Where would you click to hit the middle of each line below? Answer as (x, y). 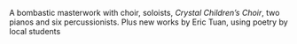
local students (35, 31)
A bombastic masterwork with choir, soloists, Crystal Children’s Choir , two (145, 13)
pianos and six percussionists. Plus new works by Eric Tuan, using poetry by (148, 22)
